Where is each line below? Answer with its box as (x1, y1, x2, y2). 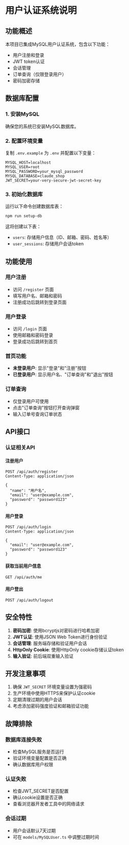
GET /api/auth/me (5, 574, 42, 580)
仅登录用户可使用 (12, 398, 49, 404)
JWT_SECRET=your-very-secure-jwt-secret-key (5, 177, 101, 183)
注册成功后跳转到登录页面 (12, 299, 67, 305)
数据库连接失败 (5, 736, 42, 743)
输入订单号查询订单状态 (12, 411, 62, 417)
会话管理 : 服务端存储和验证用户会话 (12, 640, 87, 646)
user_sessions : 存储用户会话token (12, 241, 84, 247)
